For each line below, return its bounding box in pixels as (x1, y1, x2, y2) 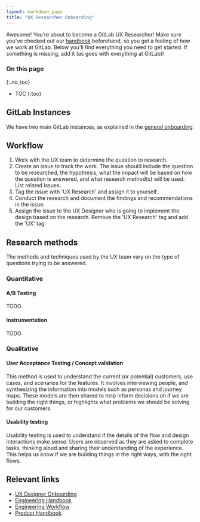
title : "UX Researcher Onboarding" (6, 14, 95, 20)
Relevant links (6, 474, 60, 485)
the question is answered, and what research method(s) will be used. (14, 175, 185, 183)
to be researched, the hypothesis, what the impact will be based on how (14, 169, 193, 177)
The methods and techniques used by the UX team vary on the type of (6, 253, 180, 260)
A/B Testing (6, 289, 36, 296)
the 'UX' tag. (14, 220, 47, 227)
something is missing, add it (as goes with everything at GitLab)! (6, 50, 164, 57)
